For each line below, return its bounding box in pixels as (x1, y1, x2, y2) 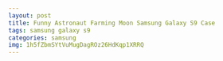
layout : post (8, 11, 52, 20)
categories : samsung (8, 33, 77, 42)
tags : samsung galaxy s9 (8, 26, 91, 34)
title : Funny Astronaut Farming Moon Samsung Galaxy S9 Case (8, 19, 216, 27)
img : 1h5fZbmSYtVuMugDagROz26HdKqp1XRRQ (8, 41, 145, 49)
